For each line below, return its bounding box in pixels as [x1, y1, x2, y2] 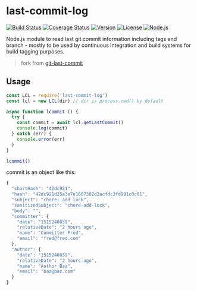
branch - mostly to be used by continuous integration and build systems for [6, 42, 192, 49]
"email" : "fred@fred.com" [17, 236, 82, 242]
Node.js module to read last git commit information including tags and [6, 35, 177, 42]
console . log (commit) [17, 125, 68, 131]
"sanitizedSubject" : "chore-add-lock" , [11, 202, 111, 208]
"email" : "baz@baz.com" [17, 268, 76, 274]
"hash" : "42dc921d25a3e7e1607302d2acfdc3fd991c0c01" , [11, 191, 148, 197]
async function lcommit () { [6, 109, 79, 115]
